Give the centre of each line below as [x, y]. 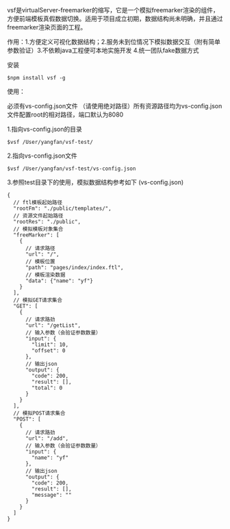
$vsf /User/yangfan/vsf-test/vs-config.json [72, 169]
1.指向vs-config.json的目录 [44, 129]
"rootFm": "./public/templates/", [62, 208]
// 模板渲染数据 [45, 275]
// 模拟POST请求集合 [39, 413]
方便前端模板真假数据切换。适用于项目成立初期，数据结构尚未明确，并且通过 [115, 19]
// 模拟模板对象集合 [38, 229]
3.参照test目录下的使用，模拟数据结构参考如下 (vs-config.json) [95, 182]
